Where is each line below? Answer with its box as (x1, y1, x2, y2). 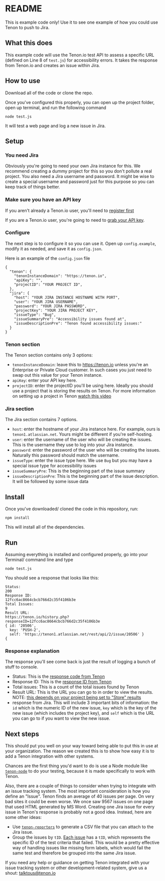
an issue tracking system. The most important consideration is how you (5, 788, 150, 794)
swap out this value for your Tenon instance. (12, 372, 103, 378)
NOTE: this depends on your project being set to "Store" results (12, 695, 141, 701)
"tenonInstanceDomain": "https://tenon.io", (14, 273, 107, 279)
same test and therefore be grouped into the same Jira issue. (12, 850, 136, 856)
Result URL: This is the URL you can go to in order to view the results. (12, 689, 154, 695)
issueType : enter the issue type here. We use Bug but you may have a (12, 458, 152, 463)
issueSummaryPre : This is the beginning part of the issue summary (12, 468, 145, 474)
